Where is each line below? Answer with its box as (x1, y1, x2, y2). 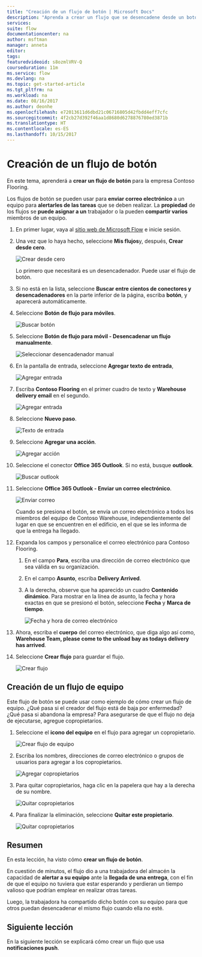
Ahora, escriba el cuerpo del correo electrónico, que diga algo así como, (15, 628, 195, 636)
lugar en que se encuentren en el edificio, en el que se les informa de (15, 520, 187, 528)
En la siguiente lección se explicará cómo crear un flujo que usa (7, 938, 164, 945)
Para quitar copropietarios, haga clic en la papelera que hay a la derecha (15, 781, 195, 789)
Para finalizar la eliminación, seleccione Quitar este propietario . (15, 811, 174, 818)
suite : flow (7, 25, 37, 32)
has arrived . (15, 641, 47, 648)
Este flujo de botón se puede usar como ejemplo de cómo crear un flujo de (7, 698, 192, 705)
